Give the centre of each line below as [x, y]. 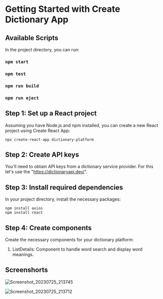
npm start [17, 62]
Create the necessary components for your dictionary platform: [70, 239]
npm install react [24, 213]
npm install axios [24, 209]
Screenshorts [27, 270]
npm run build [22, 86]
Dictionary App [37, 20]
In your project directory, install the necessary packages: [63, 199]
